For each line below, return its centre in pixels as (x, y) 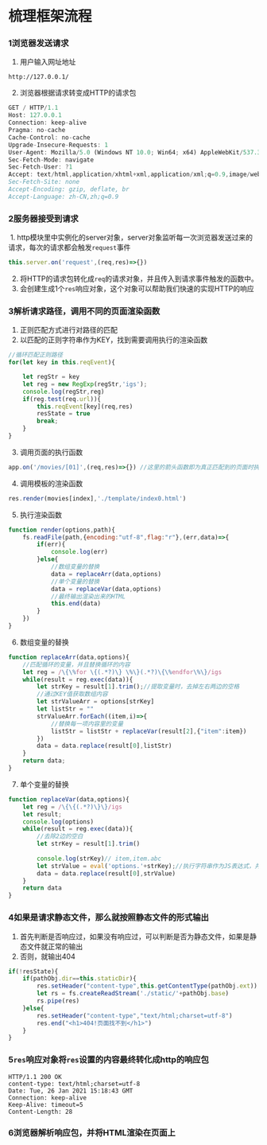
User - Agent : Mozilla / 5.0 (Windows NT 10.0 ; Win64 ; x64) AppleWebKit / (126, 152)
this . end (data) (76, 604)
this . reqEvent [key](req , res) (85, 407)
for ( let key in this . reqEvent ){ (62, 363)
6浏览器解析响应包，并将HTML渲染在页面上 (92, 1133)
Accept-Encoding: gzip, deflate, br (69, 189)
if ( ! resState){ (33, 972)
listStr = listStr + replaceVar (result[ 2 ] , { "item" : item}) (149, 731)
